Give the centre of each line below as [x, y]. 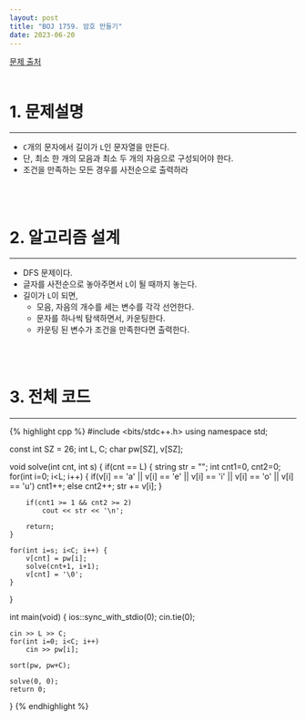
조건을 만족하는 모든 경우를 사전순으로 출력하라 [105, 170]
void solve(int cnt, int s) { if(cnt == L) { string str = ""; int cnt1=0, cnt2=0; [145, 467]
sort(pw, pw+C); [40, 665]
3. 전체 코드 [50, 397]
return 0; [28, 690]
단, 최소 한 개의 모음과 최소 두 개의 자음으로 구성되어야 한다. [128, 158]
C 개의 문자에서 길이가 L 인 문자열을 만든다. [96, 147]
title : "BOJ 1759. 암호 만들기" [66, 26]
